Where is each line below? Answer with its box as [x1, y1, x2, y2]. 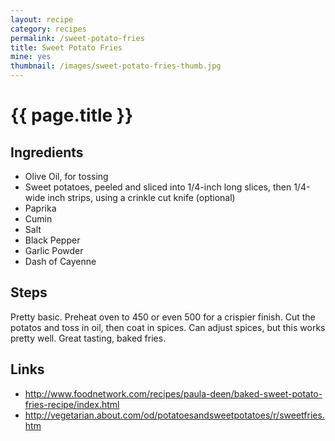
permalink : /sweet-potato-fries [10, 33, 145, 43]
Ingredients [10, 144, 84, 161]
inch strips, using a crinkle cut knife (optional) [47, 192, 236, 203]
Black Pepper [24, 234, 81, 246]
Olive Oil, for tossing [24, 171, 109, 182]
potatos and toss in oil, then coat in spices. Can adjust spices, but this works [10, 321, 326, 333]
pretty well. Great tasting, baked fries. [10, 332, 167, 344]
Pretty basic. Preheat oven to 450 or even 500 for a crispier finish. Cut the [10, 311, 316, 323]
